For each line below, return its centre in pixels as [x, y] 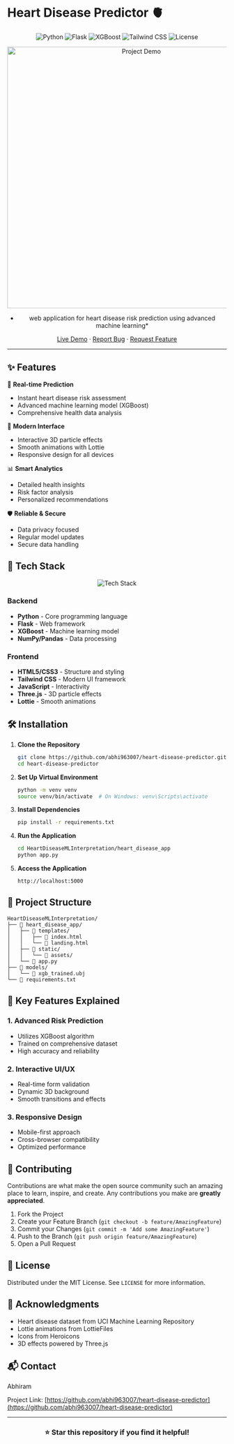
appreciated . [26, 1201]
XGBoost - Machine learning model [68, 631]
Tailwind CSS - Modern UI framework [72, 679]
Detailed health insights [51, 484]
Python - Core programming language [72, 616]
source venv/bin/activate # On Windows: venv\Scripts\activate [112, 796]
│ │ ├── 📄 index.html [45, 937]
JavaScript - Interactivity [54, 686]
